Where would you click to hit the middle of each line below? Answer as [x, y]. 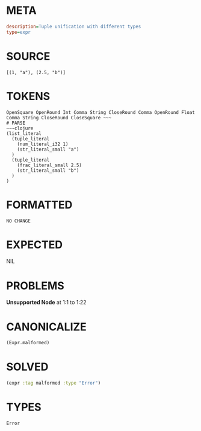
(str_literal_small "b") [48, 170]
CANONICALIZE [47, 327]
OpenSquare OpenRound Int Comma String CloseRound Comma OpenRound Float [101, 112]
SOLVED [27, 367]
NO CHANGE [19, 221]
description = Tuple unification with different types [74, 27]
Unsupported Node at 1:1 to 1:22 [46, 303]
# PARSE [16, 123]
